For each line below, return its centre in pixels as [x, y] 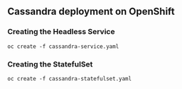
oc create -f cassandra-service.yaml [63, 46]
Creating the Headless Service [61, 32]
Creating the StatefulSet [50, 64]
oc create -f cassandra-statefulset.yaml [70, 78]
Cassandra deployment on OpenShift [91, 12]
